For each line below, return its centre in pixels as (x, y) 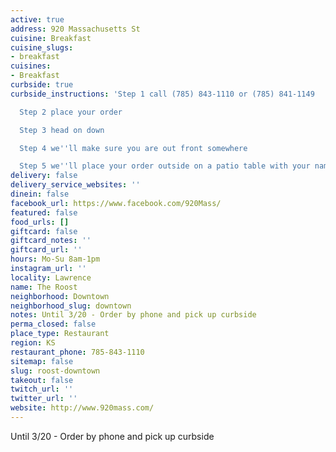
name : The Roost (44, 287)
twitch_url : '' (42, 389)
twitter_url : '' (44, 399)
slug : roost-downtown (55, 371)
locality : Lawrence (51, 277)
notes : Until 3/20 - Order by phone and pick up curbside (133, 315)
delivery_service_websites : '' (75, 185)
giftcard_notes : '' (51, 241)
